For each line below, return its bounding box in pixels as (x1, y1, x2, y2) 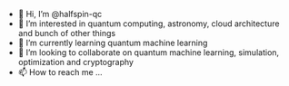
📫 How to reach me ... (17, 67, 103, 77)
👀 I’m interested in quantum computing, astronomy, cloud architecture (17, 18, 280, 29)
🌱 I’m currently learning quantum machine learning (17, 37, 208, 48)
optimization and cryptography (17, 57, 135, 67)
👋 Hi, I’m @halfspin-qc (17, 9, 103, 19)
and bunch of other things (17, 28, 116, 38)
